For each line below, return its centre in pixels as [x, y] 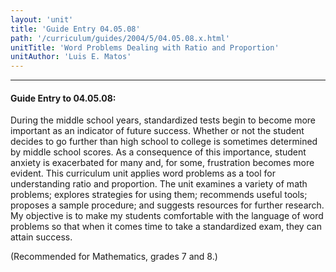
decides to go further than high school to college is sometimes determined [164, 142]
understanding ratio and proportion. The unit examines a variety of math [159, 184]
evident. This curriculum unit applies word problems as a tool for [143, 173]
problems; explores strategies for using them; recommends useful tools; [159, 195]
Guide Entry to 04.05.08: [63, 98]
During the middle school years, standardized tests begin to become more [163, 120]
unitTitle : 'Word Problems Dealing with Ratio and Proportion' [145, 47]
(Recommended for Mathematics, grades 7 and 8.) [114, 257]
